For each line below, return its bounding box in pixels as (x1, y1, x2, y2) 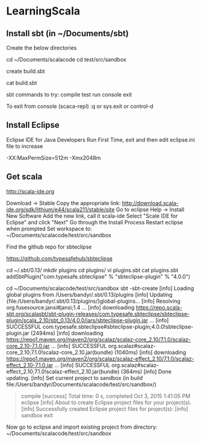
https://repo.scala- (135, 303, 182, 311)
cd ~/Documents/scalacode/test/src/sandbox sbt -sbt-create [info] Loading (6, 285, 194, 292)
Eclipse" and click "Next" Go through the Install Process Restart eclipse (6, 218, 184, 226)
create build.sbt (6, 68, 45, 75)
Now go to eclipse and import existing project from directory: (6, 423, 158, 431)
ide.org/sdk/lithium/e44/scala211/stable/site (6, 206, 115, 213)
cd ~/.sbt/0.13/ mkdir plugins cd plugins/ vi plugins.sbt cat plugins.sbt (6, 267, 179, 274)
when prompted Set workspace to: (6, 225, 92, 232)
